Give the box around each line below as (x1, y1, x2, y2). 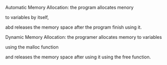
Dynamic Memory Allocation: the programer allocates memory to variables (5, 34, 162, 40)
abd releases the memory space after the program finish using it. (5, 24, 142, 30)
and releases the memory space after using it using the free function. (5, 54, 151, 60)
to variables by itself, (5, 14, 49, 20)
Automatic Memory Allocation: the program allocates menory (5, 5, 134, 10)
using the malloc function (5, 44, 59, 50)
